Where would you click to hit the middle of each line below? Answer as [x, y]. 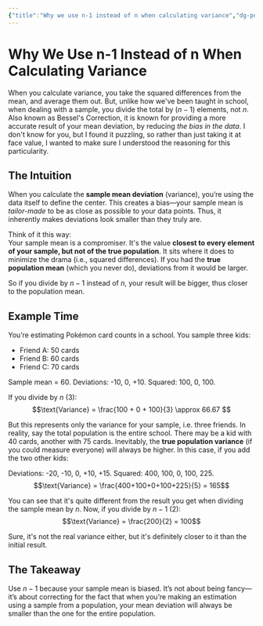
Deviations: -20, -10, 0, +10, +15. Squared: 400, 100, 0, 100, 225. [111, 473]
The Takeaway [45, 570]
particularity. [29, 151]
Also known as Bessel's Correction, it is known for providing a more [117, 118]
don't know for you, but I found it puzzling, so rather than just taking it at [124, 134]
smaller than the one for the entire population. [82, 613]
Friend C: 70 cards [49, 367]
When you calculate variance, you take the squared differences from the [125, 93]
